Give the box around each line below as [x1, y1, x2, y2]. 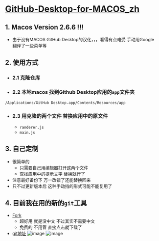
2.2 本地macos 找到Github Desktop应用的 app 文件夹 [12, 89, 135, 96]
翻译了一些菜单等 [12, 43, 47, 49]
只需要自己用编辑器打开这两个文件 [19, 164, 89, 170]
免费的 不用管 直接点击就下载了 [19, 224, 82, 230]
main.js [19, 130, 35, 135]
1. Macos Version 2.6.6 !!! [5, 23, 84, 31]
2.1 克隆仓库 [12, 75, 41, 81]
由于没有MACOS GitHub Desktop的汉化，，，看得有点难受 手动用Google [12, 37, 155, 42]
